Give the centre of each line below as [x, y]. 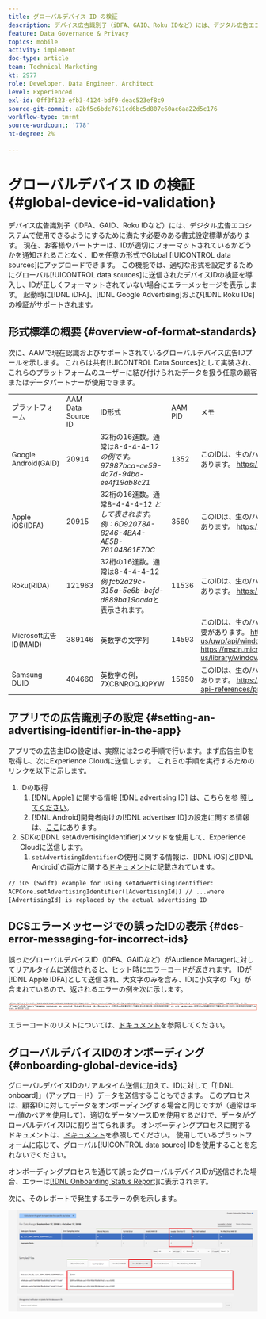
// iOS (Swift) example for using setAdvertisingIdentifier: [111, 883]
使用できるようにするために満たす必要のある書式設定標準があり [139, 235]
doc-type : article [38, 59]
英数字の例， [121, 675]
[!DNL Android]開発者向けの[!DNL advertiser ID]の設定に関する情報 [141, 817]
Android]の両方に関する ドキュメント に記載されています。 [125, 866]
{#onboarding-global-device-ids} [93, 1065]
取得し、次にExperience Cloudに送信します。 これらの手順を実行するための [131, 760]
